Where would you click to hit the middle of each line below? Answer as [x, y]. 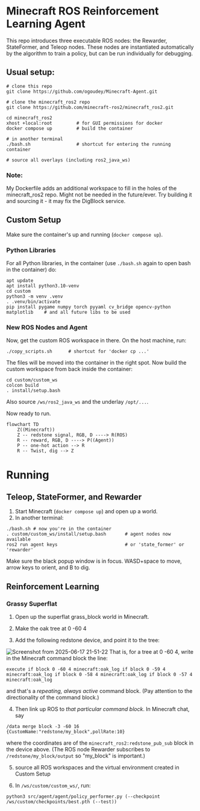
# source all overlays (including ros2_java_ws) [68, 160]
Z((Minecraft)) [36, 430]
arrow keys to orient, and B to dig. [48, 568]
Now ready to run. [29, 413]
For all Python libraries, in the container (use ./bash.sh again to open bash [98, 263]
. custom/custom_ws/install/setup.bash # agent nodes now [89, 534]
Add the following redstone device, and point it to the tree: [87, 640]
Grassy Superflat [32, 604]
